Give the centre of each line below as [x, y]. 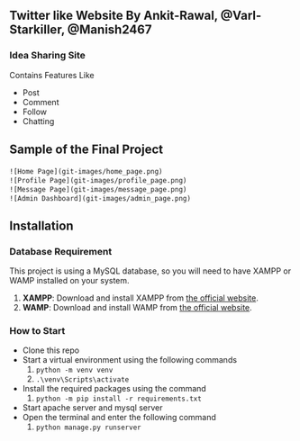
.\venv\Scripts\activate [82, 380]
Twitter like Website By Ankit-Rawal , [114, 16]
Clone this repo [50, 350]
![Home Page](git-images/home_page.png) [86, 171]
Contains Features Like [52, 75]
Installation [41, 225]
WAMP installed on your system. [69, 281]
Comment [41, 102]
